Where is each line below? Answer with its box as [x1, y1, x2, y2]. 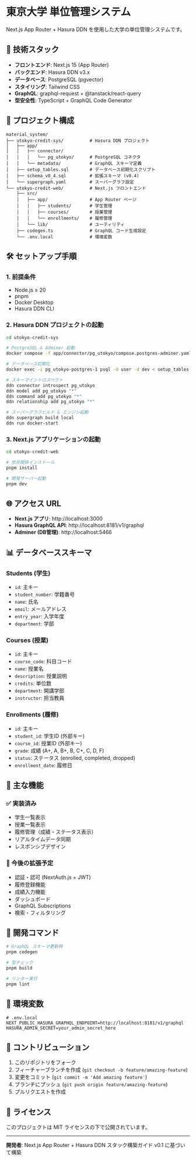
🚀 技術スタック [6, 44, 60, 54]
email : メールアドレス [14, 605, 67, 612]
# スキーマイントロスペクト [6, 377, 64, 383]
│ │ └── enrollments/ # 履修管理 [16, 215, 113, 221]
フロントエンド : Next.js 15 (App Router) [14, 61, 109, 68]
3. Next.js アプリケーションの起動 [6, 435, 101, 443]
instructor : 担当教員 [14, 694, 65, 701]
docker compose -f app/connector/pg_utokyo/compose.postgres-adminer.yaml [6, 351, 192, 357]
